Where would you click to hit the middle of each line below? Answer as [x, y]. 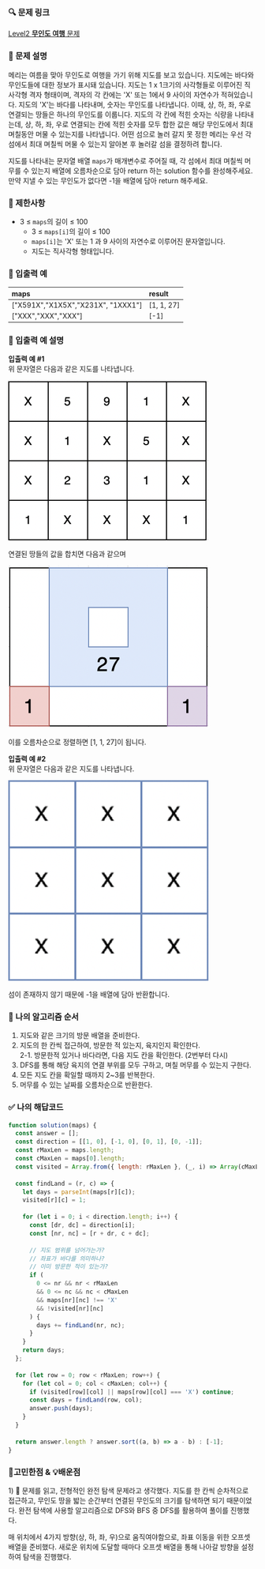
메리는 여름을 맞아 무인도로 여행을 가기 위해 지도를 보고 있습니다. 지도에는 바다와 [131, 75]
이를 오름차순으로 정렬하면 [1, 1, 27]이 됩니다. [77, 742]
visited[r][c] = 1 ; [54, 1200]
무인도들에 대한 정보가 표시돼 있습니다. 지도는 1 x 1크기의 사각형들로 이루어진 [125, 85]
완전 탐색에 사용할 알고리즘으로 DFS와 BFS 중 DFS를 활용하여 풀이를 [123, 1510]
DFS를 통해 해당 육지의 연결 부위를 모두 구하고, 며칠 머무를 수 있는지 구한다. [135, 1065]
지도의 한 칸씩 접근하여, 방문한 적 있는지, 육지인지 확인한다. [110, 1045]
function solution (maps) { [52, 1125]
